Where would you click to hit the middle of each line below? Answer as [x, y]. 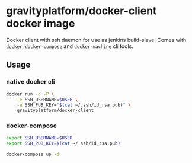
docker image [41, 23]
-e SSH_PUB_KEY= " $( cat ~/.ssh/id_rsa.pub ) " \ [74, 105]
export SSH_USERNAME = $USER [39, 138]
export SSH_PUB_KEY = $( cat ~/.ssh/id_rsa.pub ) [63, 143]
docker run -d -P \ [30, 94]
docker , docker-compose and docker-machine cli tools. [70, 46]
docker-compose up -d [33, 154]
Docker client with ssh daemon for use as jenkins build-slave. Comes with [96, 40]
